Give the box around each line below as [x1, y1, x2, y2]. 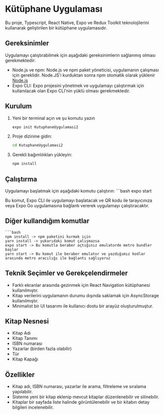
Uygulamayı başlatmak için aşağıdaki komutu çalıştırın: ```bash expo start [5, 188, 152, 194]
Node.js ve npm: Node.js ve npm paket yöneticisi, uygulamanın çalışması [12, 67, 159, 73]
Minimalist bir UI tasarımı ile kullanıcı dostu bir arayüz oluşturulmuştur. [12, 303, 153, 309]
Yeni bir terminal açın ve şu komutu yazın [12, 115, 95, 121]
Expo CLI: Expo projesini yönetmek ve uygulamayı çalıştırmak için [12, 83, 144, 88]
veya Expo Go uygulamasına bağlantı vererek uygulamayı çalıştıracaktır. [5, 203, 149, 208]
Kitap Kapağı [12, 356, 38, 362]
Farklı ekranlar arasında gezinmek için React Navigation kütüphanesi [12, 282, 150, 288]
